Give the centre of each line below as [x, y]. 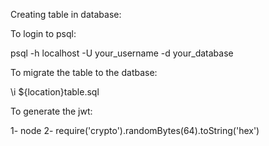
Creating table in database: [66, 14]
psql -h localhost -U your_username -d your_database [122, 53]
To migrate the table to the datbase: [84, 72]
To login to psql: [43, 33]
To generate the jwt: [51, 111]
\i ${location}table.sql [55, 92]
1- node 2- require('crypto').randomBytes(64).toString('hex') [135, 130]
